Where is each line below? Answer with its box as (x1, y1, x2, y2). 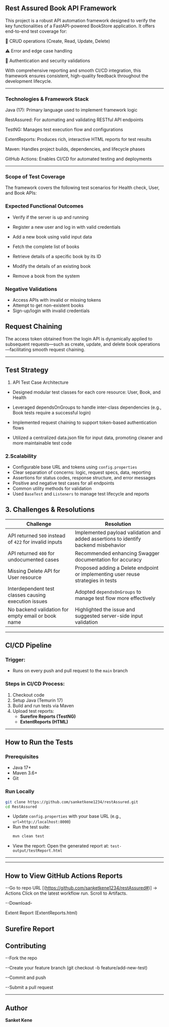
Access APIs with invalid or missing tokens (12, 297, 102, 303)
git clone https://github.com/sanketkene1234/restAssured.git (5, 799, 138, 805)
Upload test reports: (12, 708, 54, 714)
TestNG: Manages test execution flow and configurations (5, 126, 123, 133)
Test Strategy (5, 366, 49, 374)
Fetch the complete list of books (12, 243, 79, 250)
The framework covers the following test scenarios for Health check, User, (5, 184, 160, 191)
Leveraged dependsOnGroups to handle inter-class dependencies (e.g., (12, 404, 162, 410)
